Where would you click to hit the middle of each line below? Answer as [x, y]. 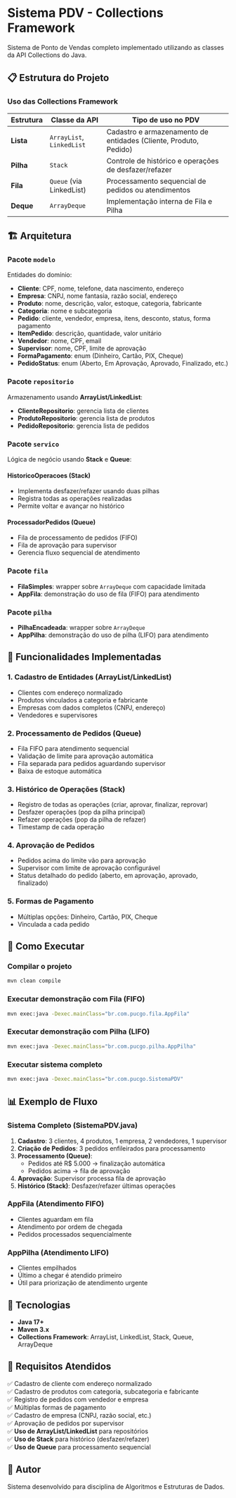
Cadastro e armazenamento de [157, 132]
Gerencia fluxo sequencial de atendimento [79, 553]
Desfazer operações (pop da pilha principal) [81, 812]
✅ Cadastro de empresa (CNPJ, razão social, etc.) [79, 1415]
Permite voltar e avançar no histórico [71, 506]
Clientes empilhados [47, 1268]
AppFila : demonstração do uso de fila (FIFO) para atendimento [109, 594]
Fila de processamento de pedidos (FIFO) [78, 538]
